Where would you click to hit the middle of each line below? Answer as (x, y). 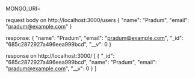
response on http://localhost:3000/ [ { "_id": (60, 56)
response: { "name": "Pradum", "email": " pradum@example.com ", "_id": (95, 38)
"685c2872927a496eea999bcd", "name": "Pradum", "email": (81, 62)
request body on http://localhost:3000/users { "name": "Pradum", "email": (97, 20)
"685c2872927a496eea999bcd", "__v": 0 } (59, 44)
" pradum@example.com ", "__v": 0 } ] (51, 68)
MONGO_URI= (23, 9)
